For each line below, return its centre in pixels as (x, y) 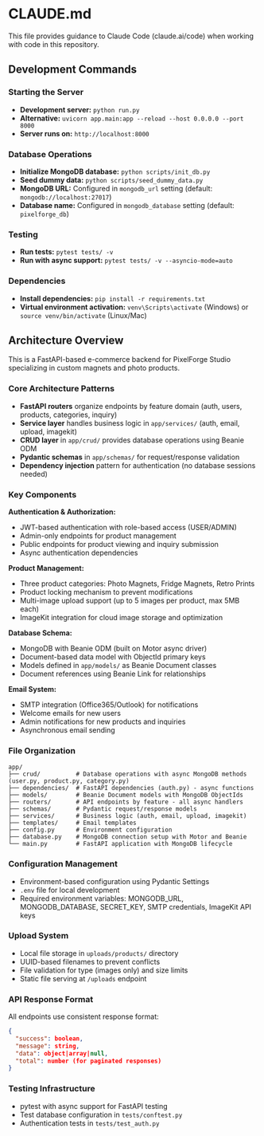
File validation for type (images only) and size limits (104, 970)
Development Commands (73, 70)
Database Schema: (41, 633)
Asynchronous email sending (67, 729)
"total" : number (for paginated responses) (88, 1061)
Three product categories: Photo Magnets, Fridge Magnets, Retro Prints (137, 584)
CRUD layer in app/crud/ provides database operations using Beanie (132, 440)
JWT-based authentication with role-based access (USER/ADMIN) (128, 527)
